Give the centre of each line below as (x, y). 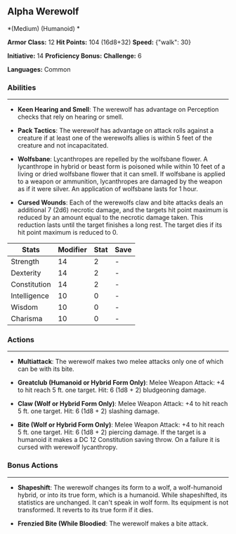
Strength (25, 261)
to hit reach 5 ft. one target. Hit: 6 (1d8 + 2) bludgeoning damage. (112, 390)
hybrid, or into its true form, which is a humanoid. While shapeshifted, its (122, 495)
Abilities (22, 87)
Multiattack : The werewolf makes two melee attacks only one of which (120, 362)
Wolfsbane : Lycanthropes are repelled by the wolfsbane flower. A (113, 159)
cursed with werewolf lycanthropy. (67, 447)
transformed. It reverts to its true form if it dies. (85, 509)
